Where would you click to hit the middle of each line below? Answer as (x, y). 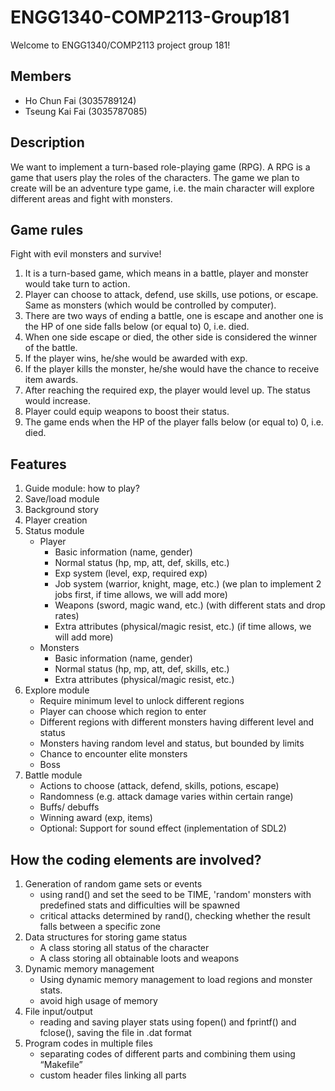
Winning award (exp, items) (96, 818)
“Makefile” (61, 1064)
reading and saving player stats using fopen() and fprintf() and (168, 1022)
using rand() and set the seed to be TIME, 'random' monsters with (175, 894)
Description (47, 142)
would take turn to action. (77, 284)
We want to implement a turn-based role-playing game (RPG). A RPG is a (160, 167)
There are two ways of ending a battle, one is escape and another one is (174, 316)
